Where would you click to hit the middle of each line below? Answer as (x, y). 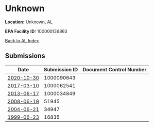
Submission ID (61, 69)
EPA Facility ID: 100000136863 (36, 31)
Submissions (25, 56)
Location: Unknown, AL (29, 22)
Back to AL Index (22, 40)
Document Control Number (114, 69)
